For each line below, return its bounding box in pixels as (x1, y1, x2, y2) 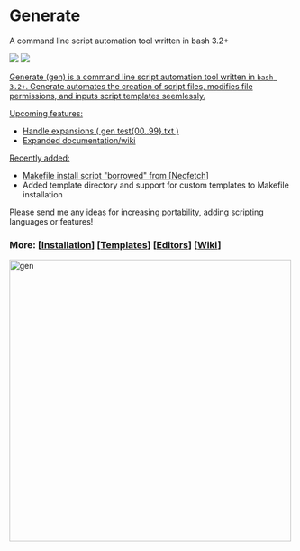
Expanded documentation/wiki (22, 134, 136, 145)
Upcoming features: (9, 107, 84, 118)
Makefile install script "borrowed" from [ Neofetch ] (22, 170, 209, 180)
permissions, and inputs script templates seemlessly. (9, 90, 205, 101)
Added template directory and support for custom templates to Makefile (22, 179, 290, 190)
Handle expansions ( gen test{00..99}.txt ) (22, 125, 179, 136)
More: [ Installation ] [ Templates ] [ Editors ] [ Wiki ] (9, 238, 222, 251)
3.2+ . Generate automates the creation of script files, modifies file (9, 80, 254, 91)
